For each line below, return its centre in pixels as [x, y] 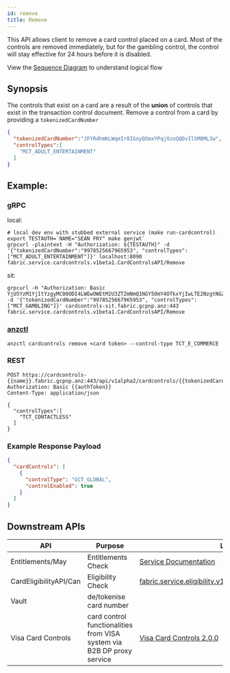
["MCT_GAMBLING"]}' [35, 306]
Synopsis [27, 89]
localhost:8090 [120, 257]
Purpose [110, 545]
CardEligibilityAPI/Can [46, 581]
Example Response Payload [54, 446]
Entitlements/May [39, 561]
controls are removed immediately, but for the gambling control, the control [113, 47]
